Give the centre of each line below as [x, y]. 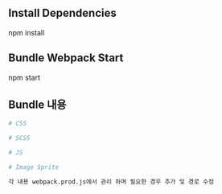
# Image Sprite [34, 167]
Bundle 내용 [37, 105]
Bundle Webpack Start [66, 58]
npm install [27, 32]
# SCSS [19, 138]
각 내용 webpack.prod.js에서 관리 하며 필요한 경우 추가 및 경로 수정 [111, 182]
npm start [25, 77]
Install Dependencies [62, 13]
